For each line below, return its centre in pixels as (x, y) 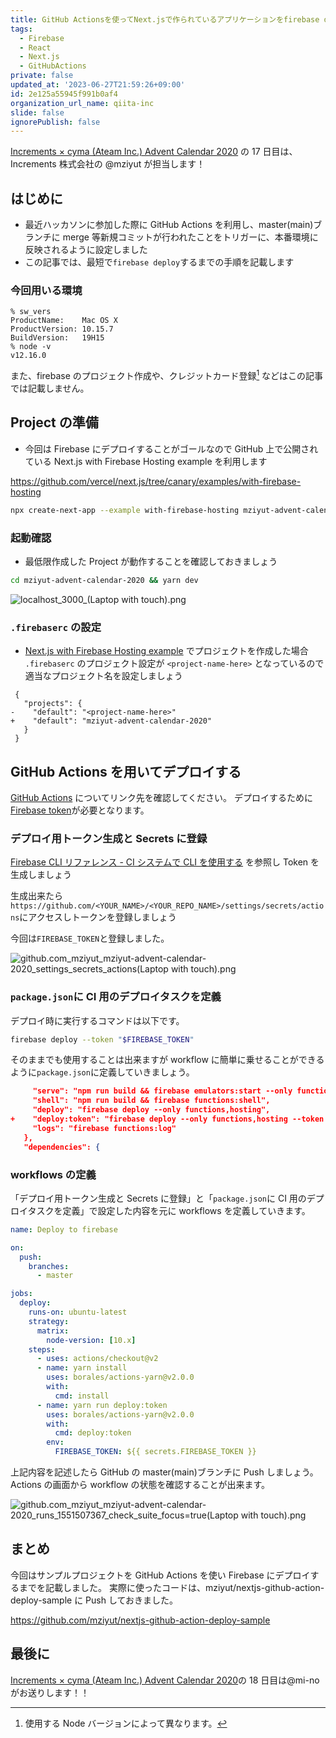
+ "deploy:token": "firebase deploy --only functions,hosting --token (167, 1119)
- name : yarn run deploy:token (102, 1405)
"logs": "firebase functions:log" (104, 1128)
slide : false (37, 112)
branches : (49, 1266)
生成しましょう (41, 875)
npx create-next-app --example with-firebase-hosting (125, 510)
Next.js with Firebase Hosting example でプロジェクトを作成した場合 (166, 651)
